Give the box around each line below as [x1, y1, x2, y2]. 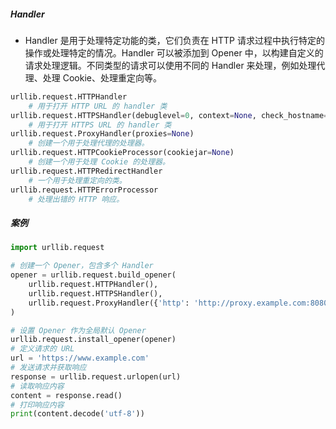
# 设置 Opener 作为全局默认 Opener [10, 325, 147, 335]
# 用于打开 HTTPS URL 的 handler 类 [28, 120, 172, 130]
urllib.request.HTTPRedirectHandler [10, 166, 163, 176]
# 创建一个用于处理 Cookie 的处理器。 [28, 157, 170, 167]
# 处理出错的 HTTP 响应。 [28, 194, 125, 204]
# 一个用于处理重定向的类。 [28, 175, 127, 185]
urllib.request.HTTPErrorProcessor [10, 185, 159, 195]
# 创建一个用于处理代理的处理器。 [28, 138, 150, 149]
